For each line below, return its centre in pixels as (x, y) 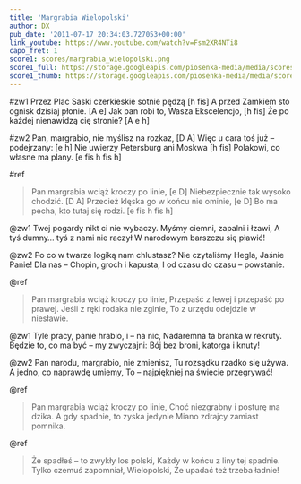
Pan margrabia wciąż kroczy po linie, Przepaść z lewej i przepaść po (158, 299)
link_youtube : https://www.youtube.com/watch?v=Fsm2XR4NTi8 (124, 43)
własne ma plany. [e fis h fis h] (66, 157)
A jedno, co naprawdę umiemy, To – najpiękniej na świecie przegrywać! (141, 372)
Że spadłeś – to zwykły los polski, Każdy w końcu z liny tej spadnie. (155, 460)
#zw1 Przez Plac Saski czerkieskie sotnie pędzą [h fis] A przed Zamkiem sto (150, 101)
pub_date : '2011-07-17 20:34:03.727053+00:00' (98, 34)
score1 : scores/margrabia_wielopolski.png (90, 59)
